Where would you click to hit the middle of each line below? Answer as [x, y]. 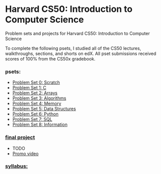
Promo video [25, 153]
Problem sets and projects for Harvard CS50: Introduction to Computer [78, 33]
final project [20, 137]
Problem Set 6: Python [35, 114]
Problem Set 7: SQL [32, 119]
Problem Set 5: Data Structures [44, 109]
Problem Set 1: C [29, 88]
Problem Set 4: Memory [37, 104]
